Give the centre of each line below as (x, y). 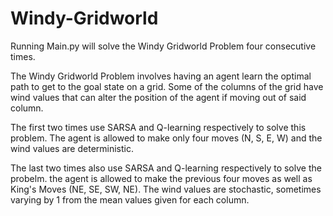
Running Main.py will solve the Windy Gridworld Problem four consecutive (163, 46)
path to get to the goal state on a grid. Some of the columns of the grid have (167, 86)
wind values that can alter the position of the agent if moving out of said (158, 97)
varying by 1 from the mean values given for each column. (130, 199)
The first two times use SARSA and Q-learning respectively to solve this (158, 127)
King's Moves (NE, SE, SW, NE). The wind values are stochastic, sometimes (166, 189)
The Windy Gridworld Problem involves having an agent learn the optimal (161, 76)
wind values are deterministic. (72, 148)
